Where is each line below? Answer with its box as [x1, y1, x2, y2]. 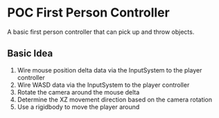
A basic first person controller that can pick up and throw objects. [7, 28, 195, 36]
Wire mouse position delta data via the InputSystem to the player [17, 66, 202, 74]
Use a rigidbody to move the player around [17, 102, 140, 111]
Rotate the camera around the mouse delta [17, 88, 140, 96]
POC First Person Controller [7, 5, 170, 21]
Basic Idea [7, 48, 53, 59]
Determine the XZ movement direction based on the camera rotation [17, 95, 213, 104]
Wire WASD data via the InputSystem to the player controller [17, 81, 190, 89]
